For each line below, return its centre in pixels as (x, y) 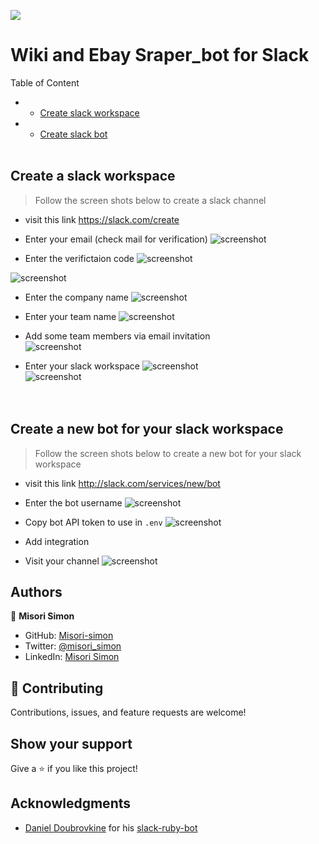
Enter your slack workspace (82, 366)
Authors (36, 591)
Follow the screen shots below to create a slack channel (150, 200)
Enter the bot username (73, 502)
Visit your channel (62, 561)
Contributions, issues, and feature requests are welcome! (128, 712)
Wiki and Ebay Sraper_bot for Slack (160, 55)
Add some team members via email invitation (117, 336)
